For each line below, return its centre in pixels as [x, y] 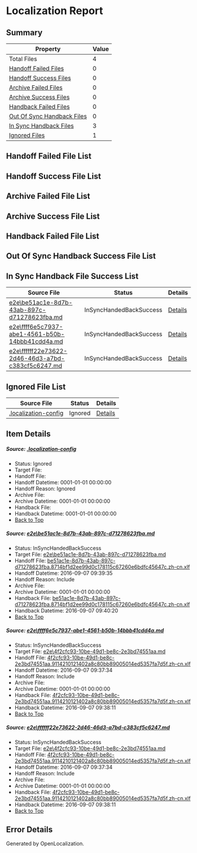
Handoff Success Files [40, 78]
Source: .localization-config [41, 449]
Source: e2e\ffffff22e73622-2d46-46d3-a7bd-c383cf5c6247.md [88, 727]
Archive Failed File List [48, 196]
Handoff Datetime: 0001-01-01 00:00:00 [63, 483]
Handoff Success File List [54, 176]
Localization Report [55, 11]
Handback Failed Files [40, 107]
